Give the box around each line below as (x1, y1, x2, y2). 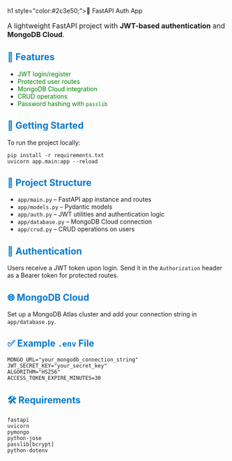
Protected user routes (17, 77, 80, 85)
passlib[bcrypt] (7, 441, 54, 448)
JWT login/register (17, 70, 72, 78)
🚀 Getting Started (7, 119, 84, 132)
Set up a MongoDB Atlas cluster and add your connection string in (7, 310, 197, 319)
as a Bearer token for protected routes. (7, 271, 119, 279)
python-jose (7, 434, 42, 441)
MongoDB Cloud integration (17, 85, 98, 93)
